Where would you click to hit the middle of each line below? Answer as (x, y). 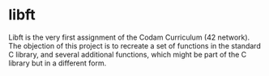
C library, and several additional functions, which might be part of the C (128, 54)
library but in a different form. (58, 63)
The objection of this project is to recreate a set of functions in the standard (134, 45)
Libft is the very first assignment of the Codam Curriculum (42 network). (129, 37)
